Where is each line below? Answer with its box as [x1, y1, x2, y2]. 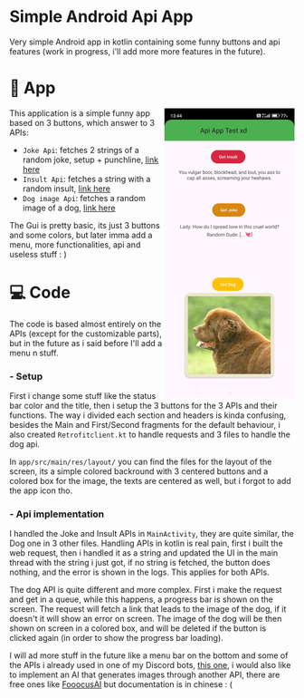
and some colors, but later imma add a [9, 229, 153, 240]
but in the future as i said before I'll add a [9, 337, 163, 348]
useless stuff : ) [9, 248, 68, 259]
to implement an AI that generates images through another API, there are [9, 669, 280, 681]
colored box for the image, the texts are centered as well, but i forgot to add [9, 476, 291, 487]
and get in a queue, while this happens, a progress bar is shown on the [9, 594, 273, 605]
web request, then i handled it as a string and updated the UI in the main [9, 548, 279, 558]
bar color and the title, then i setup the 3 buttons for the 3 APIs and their [9, 401, 278, 412]
